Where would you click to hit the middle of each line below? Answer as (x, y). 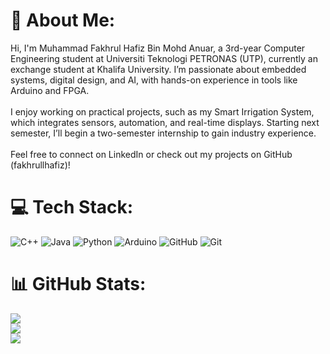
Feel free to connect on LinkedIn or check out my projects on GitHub (151, 154)
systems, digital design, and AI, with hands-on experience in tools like (154, 80)
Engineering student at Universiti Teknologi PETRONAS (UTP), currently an (164, 58)
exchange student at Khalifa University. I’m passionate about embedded (158, 69)
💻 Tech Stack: (72, 207)
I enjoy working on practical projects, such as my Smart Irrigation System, (162, 111)
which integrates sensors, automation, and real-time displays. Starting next (165, 122)
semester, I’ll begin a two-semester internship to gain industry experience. (163, 133)
